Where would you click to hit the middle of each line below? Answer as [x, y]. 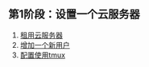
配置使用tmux [43, 55]
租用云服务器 [41, 35]
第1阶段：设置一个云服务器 [74, 14]
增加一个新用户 [45, 45]
